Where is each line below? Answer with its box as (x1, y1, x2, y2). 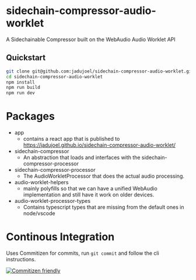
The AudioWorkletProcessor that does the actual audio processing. (23, 172, 185, 179)
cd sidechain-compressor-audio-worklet (6, 74, 103, 79)
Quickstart (6, 53, 46, 63)
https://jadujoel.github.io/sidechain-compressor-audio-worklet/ (23, 141, 176, 148)
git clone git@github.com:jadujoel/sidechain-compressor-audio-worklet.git (6, 68, 194, 74)
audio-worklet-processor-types (14, 198, 91, 205)
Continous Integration (6, 230, 115, 244)
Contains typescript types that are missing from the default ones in (23, 203, 184, 211)
